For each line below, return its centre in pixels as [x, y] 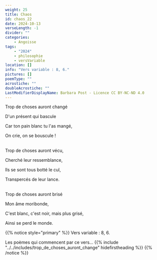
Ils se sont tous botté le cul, [33, 170]
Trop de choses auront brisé [34, 195]
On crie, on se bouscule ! [31, 136]
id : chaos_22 [19, 19]
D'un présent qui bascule [31, 117]
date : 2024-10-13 [23, 24]
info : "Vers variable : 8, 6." [37, 70]
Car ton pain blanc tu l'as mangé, [39, 126]
